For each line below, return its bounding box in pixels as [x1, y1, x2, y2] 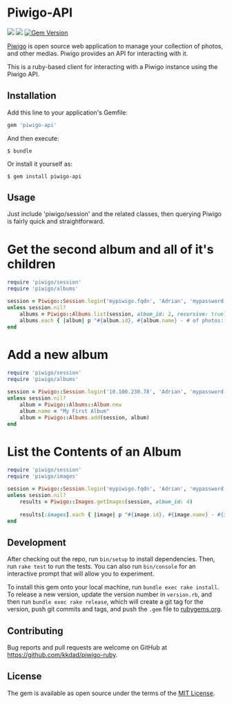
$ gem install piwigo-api [7, 173, 81, 180]
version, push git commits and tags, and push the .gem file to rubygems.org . [7, 605, 223, 614]
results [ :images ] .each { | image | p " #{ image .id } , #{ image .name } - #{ [19, 511, 224, 518]
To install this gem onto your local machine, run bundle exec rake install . [7, 583, 220, 591]
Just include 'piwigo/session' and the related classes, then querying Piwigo [7, 210, 222, 218]
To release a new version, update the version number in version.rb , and [7, 590, 213, 598]
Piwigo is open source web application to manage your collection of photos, [7, 41, 223, 50]
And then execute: [7, 134, 59, 142]
